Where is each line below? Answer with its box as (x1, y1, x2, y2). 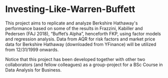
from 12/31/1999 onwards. (5, 46, 59, 52)
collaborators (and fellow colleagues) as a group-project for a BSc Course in (5, 61, 163, 67)
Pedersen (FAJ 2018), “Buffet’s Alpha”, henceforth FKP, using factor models (5, 30, 161, 36)
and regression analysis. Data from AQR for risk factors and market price (5, 36, 155, 42)
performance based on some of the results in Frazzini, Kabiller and (5, 25, 143, 31)
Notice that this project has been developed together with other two (5, 56, 145, 62)
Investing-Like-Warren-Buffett (5, 3, 135, 15)
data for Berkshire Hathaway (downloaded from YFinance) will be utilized (5, 41, 156, 47)
